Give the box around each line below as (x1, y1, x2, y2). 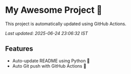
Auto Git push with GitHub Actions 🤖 (12, 63, 87, 69)
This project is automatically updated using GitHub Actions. (5, 21, 127, 27)
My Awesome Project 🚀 (5, 4, 103, 16)
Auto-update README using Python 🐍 (12, 58, 90, 64)
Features (5, 44, 33, 53)
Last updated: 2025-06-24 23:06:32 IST (5, 30, 88, 36)
